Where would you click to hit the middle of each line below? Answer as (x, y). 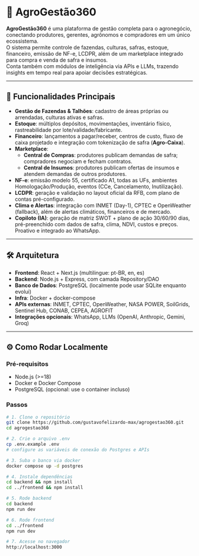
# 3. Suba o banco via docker (44, 460)
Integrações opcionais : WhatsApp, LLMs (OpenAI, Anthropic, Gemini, (100, 317)
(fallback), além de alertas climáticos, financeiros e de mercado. (93, 211)
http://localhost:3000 (34, 547)
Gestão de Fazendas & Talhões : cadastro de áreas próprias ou (92, 111)
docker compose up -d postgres (45, 466)
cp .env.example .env (33, 444)
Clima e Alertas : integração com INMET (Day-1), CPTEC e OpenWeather (103, 205)
